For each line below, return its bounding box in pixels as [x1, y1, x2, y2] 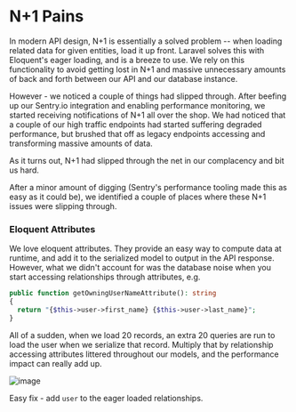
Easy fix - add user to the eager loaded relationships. [9, 392, 204, 403]
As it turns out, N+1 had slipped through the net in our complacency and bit [9, 155, 284, 166]
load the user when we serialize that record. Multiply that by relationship [9, 339, 274, 350]
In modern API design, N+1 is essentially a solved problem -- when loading [9, 36, 283, 46]
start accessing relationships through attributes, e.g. [9, 271, 201, 282]
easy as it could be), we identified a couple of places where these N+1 [9, 191, 267, 202]
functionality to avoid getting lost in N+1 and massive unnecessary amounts [9, 64, 286, 75]
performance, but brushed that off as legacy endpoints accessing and [9, 128, 266, 139]
